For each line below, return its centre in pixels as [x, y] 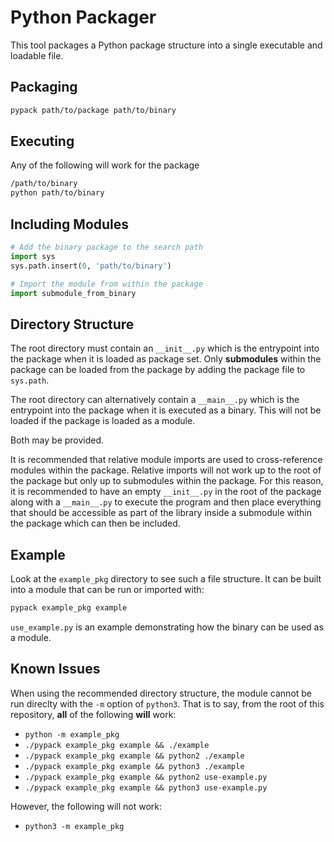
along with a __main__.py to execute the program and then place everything [166, 502]
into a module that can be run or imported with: [107, 589]
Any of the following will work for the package [105, 165]
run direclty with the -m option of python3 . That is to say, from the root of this [167, 703]
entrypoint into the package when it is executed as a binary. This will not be [166, 410]
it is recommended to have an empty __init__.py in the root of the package [166, 492]
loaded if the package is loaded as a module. [103, 421]
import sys [33, 256]
